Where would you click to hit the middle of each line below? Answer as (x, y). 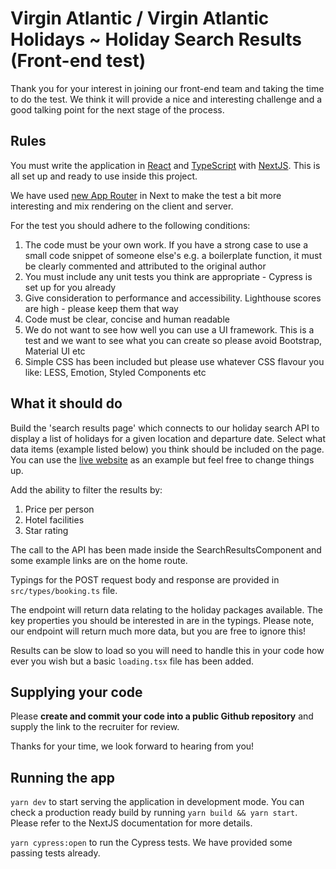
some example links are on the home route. (99, 560)
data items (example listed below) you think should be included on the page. (167, 449)
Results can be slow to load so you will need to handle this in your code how (167, 650)
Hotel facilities (54, 519)
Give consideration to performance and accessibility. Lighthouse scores (173, 298)
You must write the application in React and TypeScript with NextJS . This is (165, 165)
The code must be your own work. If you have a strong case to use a (166, 244)
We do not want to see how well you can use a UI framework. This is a (169, 329)
